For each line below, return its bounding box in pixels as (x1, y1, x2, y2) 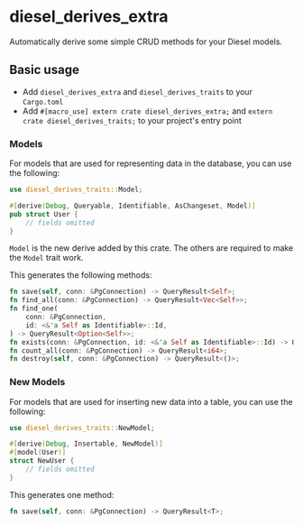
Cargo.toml (22, 97, 64, 106)
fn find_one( (9, 304, 59, 313)
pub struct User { (9, 209, 78, 218)
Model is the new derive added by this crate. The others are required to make (9, 243, 294, 253)
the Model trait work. (9, 253, 84, 263)
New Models (9, 376, 66, 389)
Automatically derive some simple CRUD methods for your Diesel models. (9, 36, 282, 47)
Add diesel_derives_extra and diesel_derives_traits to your (22, 86, 252, 97)
